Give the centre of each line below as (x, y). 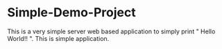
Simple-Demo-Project (72, 13)
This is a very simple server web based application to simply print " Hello (111, 31)
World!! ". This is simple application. (58, 38)
